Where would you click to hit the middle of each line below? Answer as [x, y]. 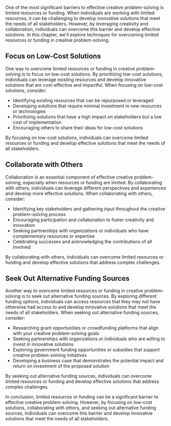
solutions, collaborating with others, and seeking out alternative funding [81, 408]
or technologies [29, 111]
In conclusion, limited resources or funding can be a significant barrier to [82, 397]
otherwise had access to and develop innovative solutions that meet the [81, 307]
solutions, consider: [26, 90]
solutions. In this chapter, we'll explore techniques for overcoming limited [82, 35]
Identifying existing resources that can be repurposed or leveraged [83, 100]
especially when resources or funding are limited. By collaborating [92, 182]
